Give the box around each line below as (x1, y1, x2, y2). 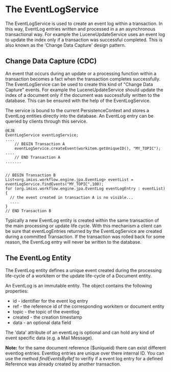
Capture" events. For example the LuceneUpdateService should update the (5, 87, 163, 93)
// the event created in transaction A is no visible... (10, 195, 134, 200)
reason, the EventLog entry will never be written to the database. (5, 238, 142, 245)
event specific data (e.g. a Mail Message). (5, 335, 93, 341)
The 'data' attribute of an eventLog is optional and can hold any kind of (5, 329, 155, 335)
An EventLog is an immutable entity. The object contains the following (5, 282, 152, 288)
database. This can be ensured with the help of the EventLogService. (5, 97, 151, 103)
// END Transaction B (5, 208, 52, 214)
